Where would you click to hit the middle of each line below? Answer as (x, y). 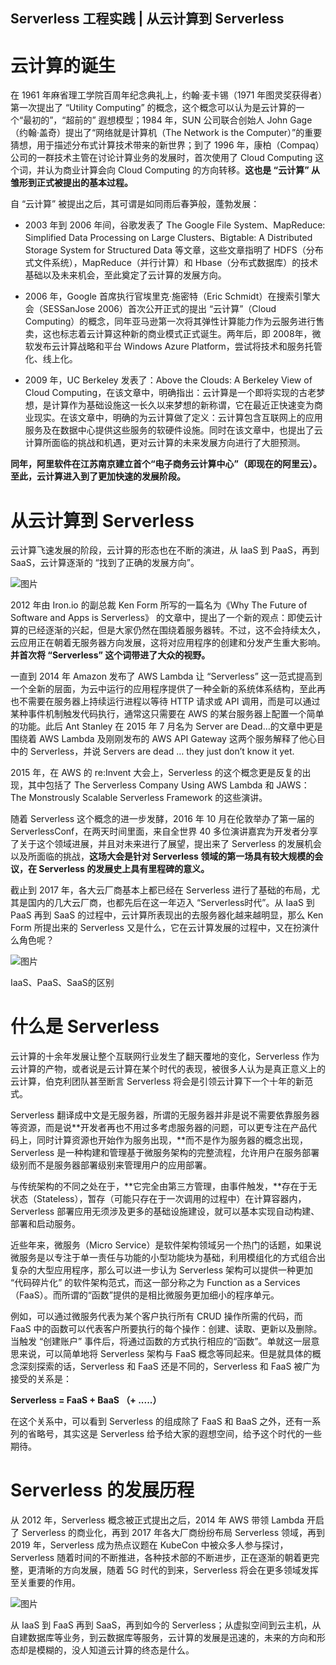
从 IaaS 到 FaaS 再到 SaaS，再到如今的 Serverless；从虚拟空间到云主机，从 (166, 1625)
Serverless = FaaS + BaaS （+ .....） (86, 1400)
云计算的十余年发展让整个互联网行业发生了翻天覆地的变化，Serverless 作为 (165, 1056)
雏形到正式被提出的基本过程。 (71, 183)
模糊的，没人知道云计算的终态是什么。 (115, 1650)
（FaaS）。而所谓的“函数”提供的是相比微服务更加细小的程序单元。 (145, 1295)
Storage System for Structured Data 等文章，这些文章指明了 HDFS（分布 (174, 250)
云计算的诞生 (63, 65)
